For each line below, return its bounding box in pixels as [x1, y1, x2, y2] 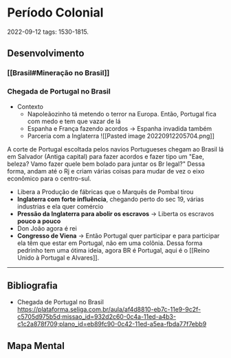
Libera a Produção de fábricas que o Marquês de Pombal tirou [16, 187, 194, 196]
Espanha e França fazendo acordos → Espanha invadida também [27, 124, 212, 132]
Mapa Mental [7, 339, 65, 352]
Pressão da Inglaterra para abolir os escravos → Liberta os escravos [16, 209, 214, 218]
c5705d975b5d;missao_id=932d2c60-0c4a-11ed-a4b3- [16, 313, 177, 321]
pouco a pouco [16, 217, 61, 225]
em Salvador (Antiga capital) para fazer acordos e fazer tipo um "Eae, [7, 152, 204, 160]
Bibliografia [7, 280, 58, 291]
